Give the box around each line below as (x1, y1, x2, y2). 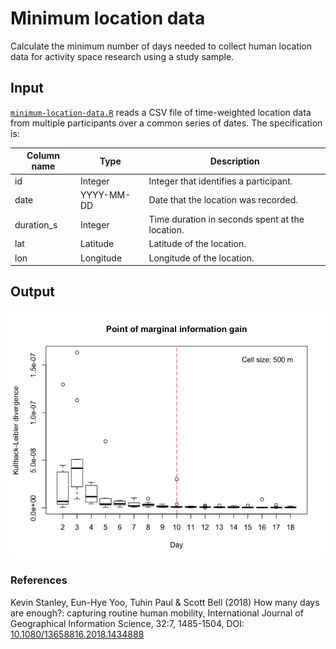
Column (26, 150, 60, 162)
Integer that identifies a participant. (148, 175, 293, 187)
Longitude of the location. (148, 252, 255, 264)
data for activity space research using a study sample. (10, 50, 235, 62)
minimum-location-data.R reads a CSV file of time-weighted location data (10, 106, 312, 118)
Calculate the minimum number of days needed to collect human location (10, 40, 313, 52)
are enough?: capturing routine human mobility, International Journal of (10, 607, 304, 619)
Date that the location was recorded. (148, 194, 299, 206)
